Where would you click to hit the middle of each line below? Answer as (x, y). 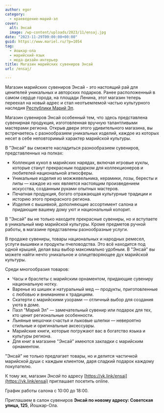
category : (15, 14)
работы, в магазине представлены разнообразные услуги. (67, 229)
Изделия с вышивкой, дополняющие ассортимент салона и (75, 204)
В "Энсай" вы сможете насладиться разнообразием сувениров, (72, 148)
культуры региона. (32, 336)
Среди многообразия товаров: (37, 269)
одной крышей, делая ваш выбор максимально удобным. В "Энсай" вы (80, 249)
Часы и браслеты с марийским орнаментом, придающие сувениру (82, 279)
